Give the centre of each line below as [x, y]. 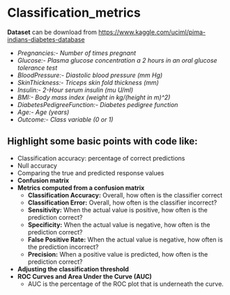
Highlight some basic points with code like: [102, 142]
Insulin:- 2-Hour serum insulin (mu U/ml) [75, 90]
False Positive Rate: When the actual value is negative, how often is [125, 239]
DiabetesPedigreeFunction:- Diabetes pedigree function [98, 104]
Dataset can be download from [52, 32]
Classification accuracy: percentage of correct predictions [101, 158]
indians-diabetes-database [46, 39]
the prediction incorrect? [63, 247]
